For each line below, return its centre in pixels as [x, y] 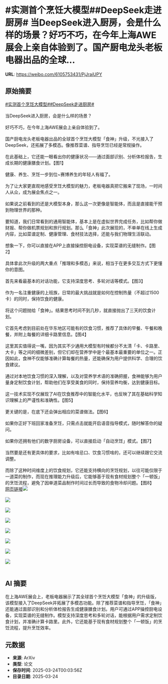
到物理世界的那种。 [25, 210]
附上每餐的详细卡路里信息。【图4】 [54, 334]
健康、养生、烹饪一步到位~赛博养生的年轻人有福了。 [59, 174]
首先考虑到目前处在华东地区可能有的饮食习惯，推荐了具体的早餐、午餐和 [84, 328]
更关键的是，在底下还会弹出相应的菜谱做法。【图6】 [58, 412]
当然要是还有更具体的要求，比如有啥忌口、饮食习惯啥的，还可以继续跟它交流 [84, 453]
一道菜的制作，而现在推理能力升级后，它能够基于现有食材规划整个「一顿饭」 [84, 476]
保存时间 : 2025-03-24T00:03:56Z [47, 670]
